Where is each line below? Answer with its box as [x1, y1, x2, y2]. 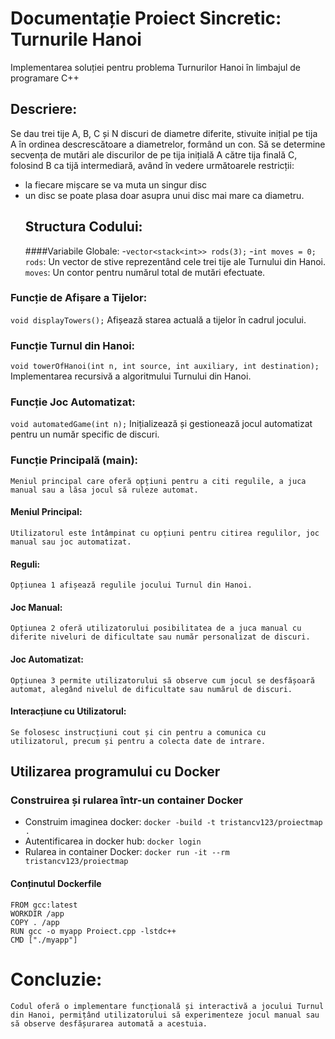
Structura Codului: [24, 218, 143, 236]
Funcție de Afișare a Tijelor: [10, 291, 148, 305]
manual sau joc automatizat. [10, 537, 132, 547]
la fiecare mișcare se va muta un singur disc [24, 178, 208, 191]
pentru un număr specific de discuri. [10, 428, 160, 441]
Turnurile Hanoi [10, 28, 142, 51]
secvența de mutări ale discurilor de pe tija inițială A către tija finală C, [10, 148, 298, 161]
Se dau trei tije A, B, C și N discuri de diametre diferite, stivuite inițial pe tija [10, 127, 318, 139]
